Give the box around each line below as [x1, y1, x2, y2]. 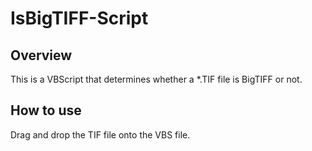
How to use [10, 102, 82, 119]
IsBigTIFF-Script [10, 7, 149, 30]
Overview [10, 47, 73, 64]
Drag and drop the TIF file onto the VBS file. [10, 128, 191, 141]
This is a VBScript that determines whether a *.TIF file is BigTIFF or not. [10, 73, 303, 85]
